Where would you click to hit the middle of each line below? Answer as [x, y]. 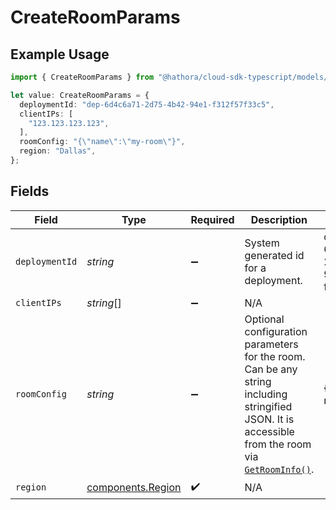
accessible [269, 431]
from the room [278, 444]
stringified [268, 406]
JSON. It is [269, 419]
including [266, 394]
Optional [264, 319]
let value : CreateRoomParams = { [80, 95]
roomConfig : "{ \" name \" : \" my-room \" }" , [102, 142]
